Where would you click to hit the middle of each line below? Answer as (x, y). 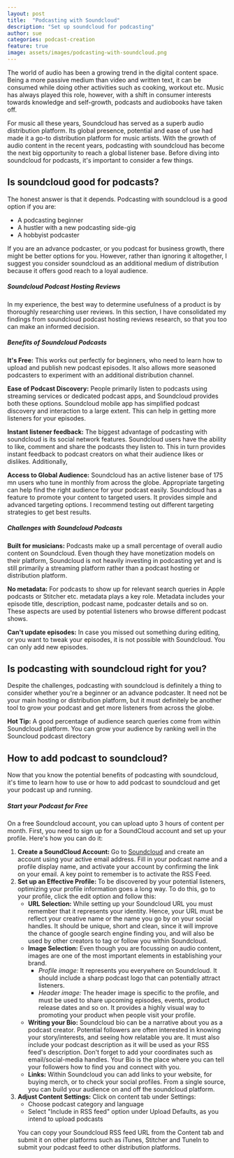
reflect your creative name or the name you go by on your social (120, 918)
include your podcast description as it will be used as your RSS (118, 1045)
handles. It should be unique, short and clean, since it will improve (123, 926)
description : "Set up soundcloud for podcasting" (81, 27)
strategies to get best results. (50, 512)
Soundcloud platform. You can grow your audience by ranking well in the (112, 729)
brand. (37, 963)
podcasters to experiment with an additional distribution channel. (101, 375)
